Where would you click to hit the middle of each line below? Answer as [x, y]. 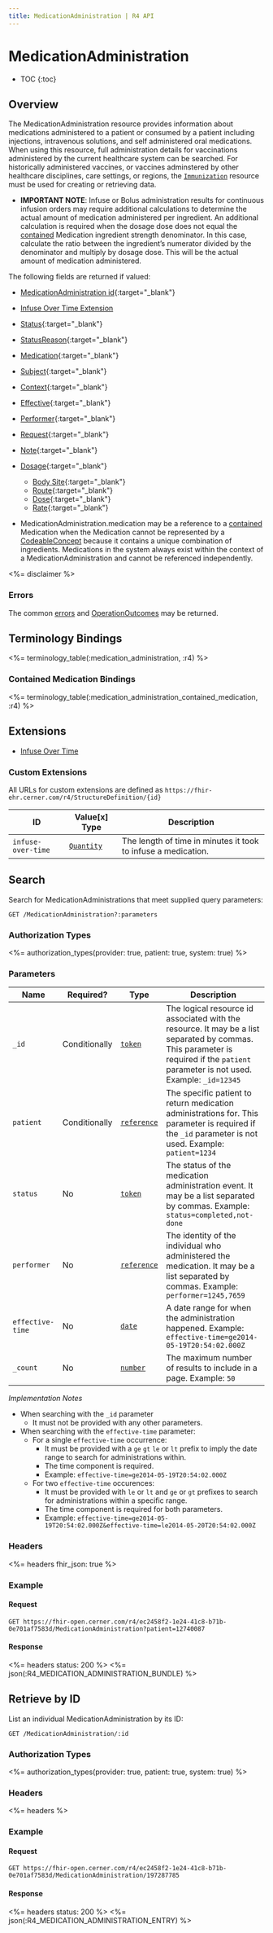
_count [25, 1368]
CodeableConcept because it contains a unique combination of [126, 541]
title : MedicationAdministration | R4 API [81, 16]
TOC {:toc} [38, 79]
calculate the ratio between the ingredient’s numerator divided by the [136, 244]
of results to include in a [212, 1368]
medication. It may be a [210, 1266]
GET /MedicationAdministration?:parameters [83, 914]
